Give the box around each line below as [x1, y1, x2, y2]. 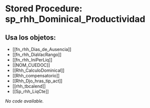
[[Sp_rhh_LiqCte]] [12, 89, 49, 94]
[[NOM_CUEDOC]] [12, 62, 51, 68]
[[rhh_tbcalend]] [12, 83, 46, 89]
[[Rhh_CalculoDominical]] [12, 67, 65, 73]
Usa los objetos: [5, 33, 56, 42]
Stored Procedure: [5, 3, 83, 14]
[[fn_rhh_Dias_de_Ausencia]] [12, 47, 72, 52]
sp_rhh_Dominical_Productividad [5, 13, 146, 25]
